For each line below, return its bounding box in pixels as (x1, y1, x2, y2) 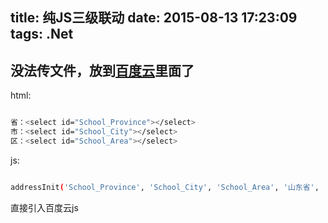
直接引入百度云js (10, 201, 79, 213)
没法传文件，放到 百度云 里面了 (10, 62, 195, 79)
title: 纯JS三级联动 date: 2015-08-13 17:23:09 (10, 9, 298, 27)
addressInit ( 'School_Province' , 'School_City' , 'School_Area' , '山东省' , (10, 182, 320, 192)
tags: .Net (10, 26, 74, 43)
